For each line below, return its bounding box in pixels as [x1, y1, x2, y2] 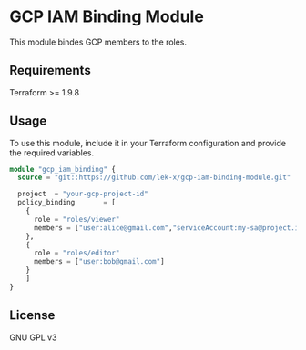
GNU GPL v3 [9, 332, 57, 343]
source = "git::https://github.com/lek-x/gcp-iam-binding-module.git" [17, 173, 291, 183]
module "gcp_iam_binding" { [9, 165, 117, 174]
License [9, 307, 56, 324]
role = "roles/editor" [33, 248, 120, 258]
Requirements [9, 63, 91, 78]
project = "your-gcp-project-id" [17, 189, 148, 199]
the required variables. [9, 147, 94, 158]
